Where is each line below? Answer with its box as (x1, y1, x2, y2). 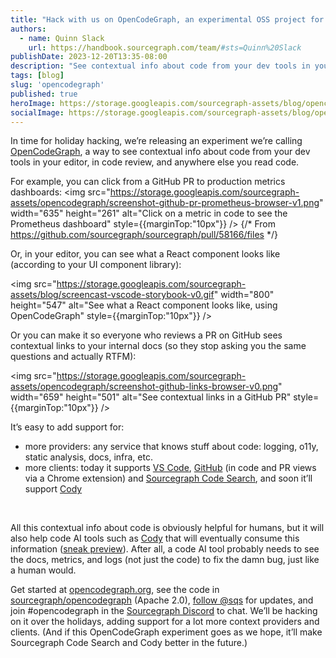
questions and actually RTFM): (10, 351, 137, 363)
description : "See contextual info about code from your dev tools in (10, 61, 311, 71)
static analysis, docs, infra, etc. (24, 451, 153, 463)
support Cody (24, 483, 83, 495)
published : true (10, 89, 78, 99)
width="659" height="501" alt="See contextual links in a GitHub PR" (10, 391, 292, 403)
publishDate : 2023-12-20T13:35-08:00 (10, 52, 168, 62)
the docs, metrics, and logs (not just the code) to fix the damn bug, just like (10, 554, 320, 566)
